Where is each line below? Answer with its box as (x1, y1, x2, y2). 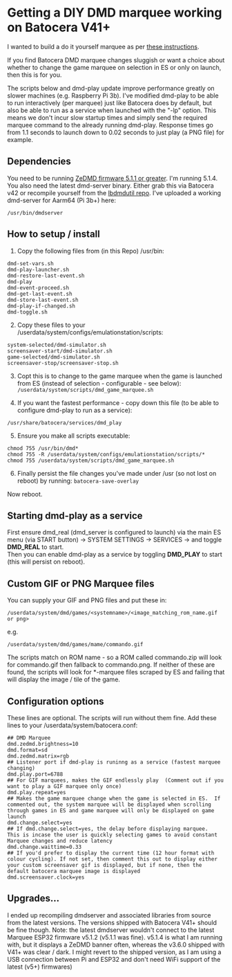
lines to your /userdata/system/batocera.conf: (7, 721, 138, 729)
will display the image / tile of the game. (7, 675, 121, 683)
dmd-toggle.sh (7, 308, 48, 316)
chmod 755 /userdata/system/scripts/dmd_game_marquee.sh (7, 457, 175, 464)
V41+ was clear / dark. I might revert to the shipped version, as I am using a (7, 947, 222, 956)
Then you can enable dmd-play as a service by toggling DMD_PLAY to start (7, 550, 222, 559)
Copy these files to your (17, 321, 86, 329)
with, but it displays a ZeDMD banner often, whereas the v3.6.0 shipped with (7, 940, 225, 949)
